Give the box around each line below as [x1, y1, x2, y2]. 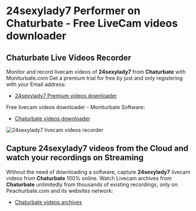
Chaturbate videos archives [14, 199, 83, 206]
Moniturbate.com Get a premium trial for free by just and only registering [6, 75, 183, 81]
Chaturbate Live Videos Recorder [6, 52, 132, 62]
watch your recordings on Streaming [6, 153, 143, 163]
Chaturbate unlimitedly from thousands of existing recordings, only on [6, 181, 178, 188]
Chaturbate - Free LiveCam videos [6, 17, 178, 30]
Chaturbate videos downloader [14, 115, 90, 122]
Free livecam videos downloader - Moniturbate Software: [6, 104, 145, 110]
